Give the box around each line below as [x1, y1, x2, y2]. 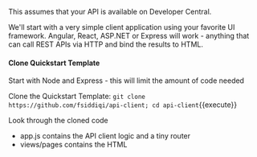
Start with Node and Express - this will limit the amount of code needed [8, 76, 245, 85]
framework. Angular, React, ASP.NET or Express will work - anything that [8, 31, 250, 40]
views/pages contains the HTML [19, 140, 128, 150]
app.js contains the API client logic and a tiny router [19, 131, 191, 141]
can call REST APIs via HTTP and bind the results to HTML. [8, 39, 203, 49]
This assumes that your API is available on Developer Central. [8, 7, 212, 16]
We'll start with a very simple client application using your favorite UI [8, 23, 235, 31]
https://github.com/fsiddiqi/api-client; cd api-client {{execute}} [8, 100, 238, 109]
